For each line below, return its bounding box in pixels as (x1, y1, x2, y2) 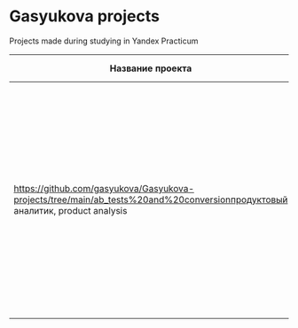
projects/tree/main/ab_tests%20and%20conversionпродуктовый (13, 193, 288, 206)
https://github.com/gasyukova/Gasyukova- (13, 182, 195, 194)
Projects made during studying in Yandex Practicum (9, 35, 199, 46)
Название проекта (109, 62, 192, 74)
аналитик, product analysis (13, 204, 128, 216)
